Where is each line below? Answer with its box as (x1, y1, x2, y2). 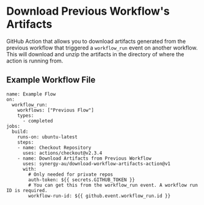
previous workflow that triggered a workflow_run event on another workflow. (6, 44, 198, 51)
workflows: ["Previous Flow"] (17, 107, 95, 113)
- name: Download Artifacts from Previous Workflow (17, 155, 151, 162)
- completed (22, 117, 53, 124)
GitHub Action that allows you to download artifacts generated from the (6, 37, 186, 45)
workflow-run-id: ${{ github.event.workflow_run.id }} (28, 193, 171, 199)
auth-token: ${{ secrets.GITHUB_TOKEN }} (28, 176, 136, 183)
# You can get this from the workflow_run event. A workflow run (28, 182, 199, 188)
